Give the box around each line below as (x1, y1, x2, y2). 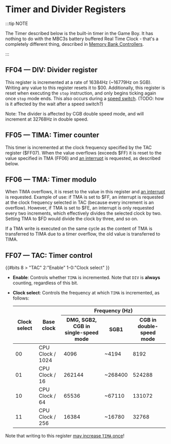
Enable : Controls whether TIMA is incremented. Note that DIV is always (12, 275, 160, 281)
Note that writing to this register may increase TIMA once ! (5, 433, 125, 439)
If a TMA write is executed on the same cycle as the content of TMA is (5, 225, 153, 232)
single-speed (64, 329, 99, 336)
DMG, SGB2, (66, 316, 97, 323)
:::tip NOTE (5, 20, 28, 26)
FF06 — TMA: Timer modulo (5, 175, 97, 184)
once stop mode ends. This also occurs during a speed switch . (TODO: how (5, 95, 164, 101)
